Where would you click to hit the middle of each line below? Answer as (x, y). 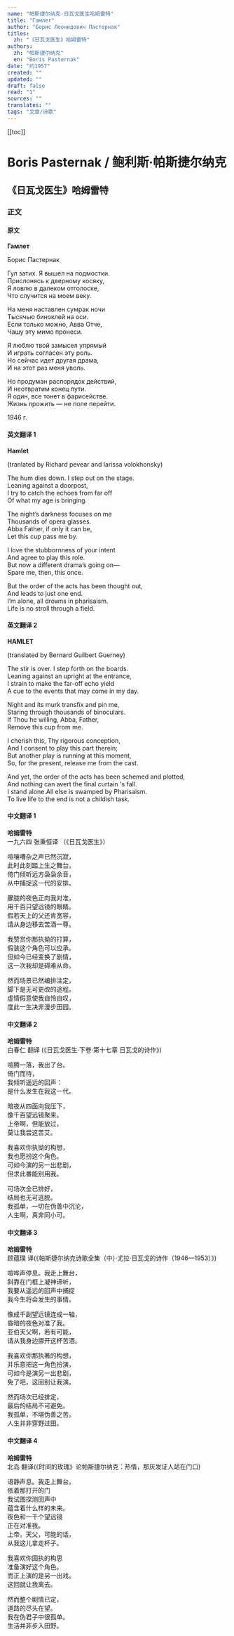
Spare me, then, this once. (45, 572)
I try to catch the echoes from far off (60, 493)
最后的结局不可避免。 (38, 1405)
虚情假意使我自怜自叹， (41, 998)
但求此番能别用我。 (35, 1174)
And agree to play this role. (46, 557)
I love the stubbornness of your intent (61, 550)
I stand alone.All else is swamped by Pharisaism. (77, 791)
